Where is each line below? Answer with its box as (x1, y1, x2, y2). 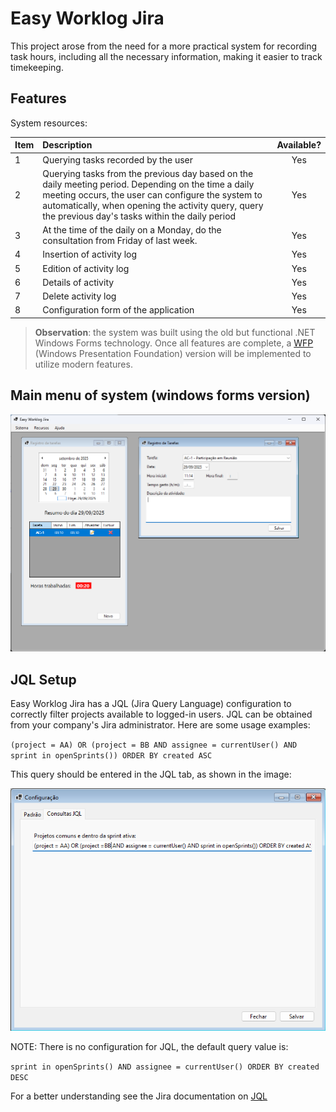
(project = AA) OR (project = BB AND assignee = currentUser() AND (10, 740, 298, 751)
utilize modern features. (34, 358, 133, 370)
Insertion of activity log (42, 248, 137, 261)
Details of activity (42, 276, 115, 288)
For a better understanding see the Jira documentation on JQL (10, 1090, 268, 1102)
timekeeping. (10, 61, 64, 73)
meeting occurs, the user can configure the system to (42, 188, 263, 201)
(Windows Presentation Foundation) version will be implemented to (34, 347, 312, 359)
